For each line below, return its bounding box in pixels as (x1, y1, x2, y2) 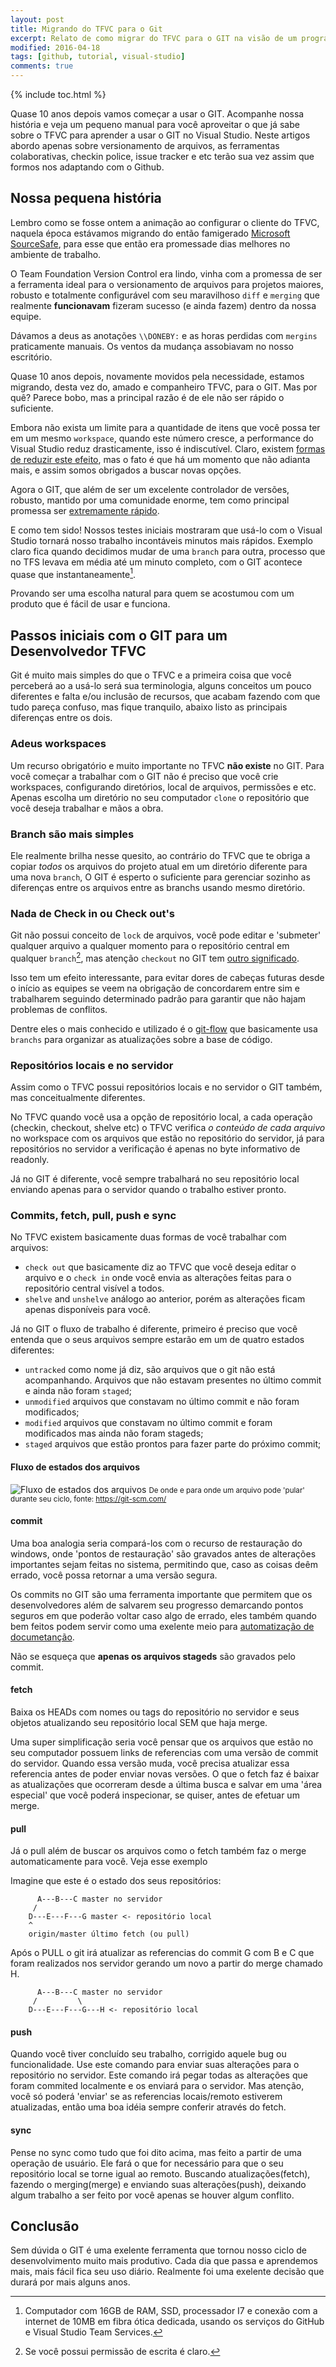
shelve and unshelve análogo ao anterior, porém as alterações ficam (24, 1293, 306, 1305)
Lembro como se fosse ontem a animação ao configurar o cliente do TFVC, (10, 216, 320, 228)
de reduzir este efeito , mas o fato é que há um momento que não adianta (10, 453, 311, 465)
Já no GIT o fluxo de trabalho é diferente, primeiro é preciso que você (10, 1323, 298, 1335)
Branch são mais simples (10, 827, 135, 841)
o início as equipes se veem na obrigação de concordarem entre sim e (10, 982, 300, 994)
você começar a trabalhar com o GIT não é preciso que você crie (10, 770, 279, 782)
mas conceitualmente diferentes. (10, 1092, 146, 1104)
